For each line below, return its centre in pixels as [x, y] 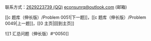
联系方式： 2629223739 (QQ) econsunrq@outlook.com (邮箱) [66, 7]
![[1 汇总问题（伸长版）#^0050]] [37, 34]
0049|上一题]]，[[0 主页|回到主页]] [40, 23]
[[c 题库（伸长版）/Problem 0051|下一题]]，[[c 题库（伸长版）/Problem [76, 17]
